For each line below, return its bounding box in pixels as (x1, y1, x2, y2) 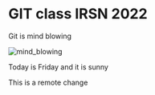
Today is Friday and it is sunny (8, 61, 108, 72)
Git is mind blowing (8, 31, 72, 41)
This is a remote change (8, 77, 88, 87)
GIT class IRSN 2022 (8, 5, 148, 23)
